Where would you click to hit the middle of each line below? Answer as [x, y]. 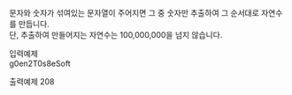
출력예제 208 [32, 81]
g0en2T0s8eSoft [40, 63]
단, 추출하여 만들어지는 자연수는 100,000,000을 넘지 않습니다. [116, 35]
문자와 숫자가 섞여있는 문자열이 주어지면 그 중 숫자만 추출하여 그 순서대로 [134, 13]
